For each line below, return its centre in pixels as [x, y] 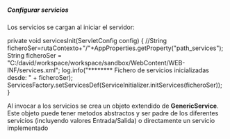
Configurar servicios [38, 10]
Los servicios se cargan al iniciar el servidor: [71, 27]
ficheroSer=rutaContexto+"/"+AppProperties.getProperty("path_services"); [115, 48]
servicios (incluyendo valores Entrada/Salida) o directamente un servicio [111, 120]
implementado [28, 128]
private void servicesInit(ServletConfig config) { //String [87, 40]
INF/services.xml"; [34, 70]
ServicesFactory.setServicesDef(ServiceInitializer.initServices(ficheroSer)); [115, 85]
